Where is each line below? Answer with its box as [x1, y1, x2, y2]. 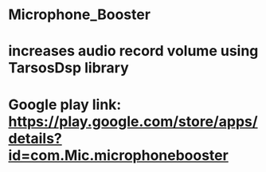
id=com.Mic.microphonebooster [8, 146, 229, 164]
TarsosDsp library [8, 59, 129, 77]
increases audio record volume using [8, 42, 259, 61]
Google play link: [8, 96, 122, 113]
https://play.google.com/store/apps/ [8, 112, 258, 131]
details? [8, 129, 62, 147]
